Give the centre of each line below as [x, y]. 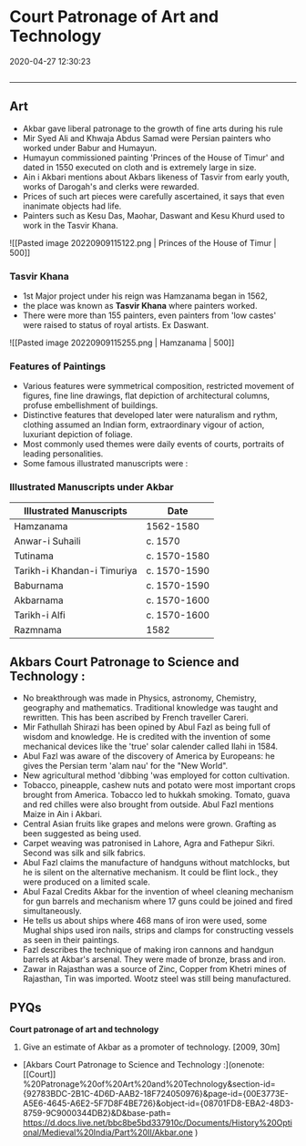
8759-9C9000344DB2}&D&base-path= [97, 1113]
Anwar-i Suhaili [47, 541]
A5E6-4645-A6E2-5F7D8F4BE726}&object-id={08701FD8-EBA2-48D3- [158, 1103]
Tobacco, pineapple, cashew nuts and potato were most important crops [159, 785]
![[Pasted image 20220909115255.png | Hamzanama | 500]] [122, 343]
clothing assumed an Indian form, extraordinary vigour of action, [143, 425]
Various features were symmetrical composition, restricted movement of [158, 386]
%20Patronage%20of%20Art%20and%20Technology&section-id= [149, 1084]
